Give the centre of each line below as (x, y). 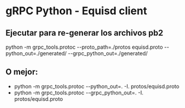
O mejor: (22, 72)
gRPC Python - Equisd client (76, 11)
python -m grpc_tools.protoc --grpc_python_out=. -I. (79, 93)
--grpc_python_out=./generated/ (108, 53)
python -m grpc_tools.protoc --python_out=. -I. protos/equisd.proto (97, 86)
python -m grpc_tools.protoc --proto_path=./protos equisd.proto (84, 47)
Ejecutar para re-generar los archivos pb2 (84, 33)
